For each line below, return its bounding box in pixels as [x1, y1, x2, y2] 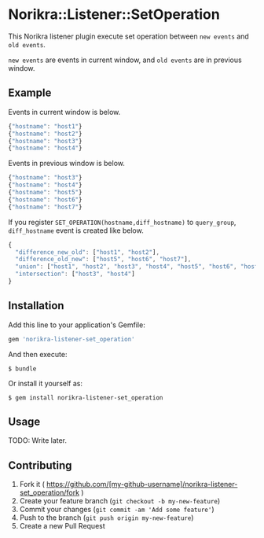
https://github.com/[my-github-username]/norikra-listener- [46, 480, 238, 489]
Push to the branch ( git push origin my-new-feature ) [19, 513, 194, 522]
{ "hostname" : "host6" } [8, 195, 82, 204]
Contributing [8, 459, 72, 472]
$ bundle [8, 364, 37, 373]
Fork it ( [19, 480, 46, 489]
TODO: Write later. [8, 436, 68, 445]
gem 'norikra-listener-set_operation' [8, 335, 135, 343]
